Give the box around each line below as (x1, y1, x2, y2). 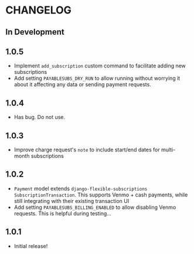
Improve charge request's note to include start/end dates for (13, 146, 160, 153)
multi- (161, 146, 176, 153)
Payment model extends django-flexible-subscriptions (13, 185, 148, 192)
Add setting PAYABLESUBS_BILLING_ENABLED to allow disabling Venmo (13, 204, 176, 211)
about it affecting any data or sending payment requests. (13, 81, 152, 88)
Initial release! (13, 242, 48, 249)
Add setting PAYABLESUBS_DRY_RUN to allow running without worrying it (13, 74, 181, 82)
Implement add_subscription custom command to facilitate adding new (13, 62, 186, 69)
